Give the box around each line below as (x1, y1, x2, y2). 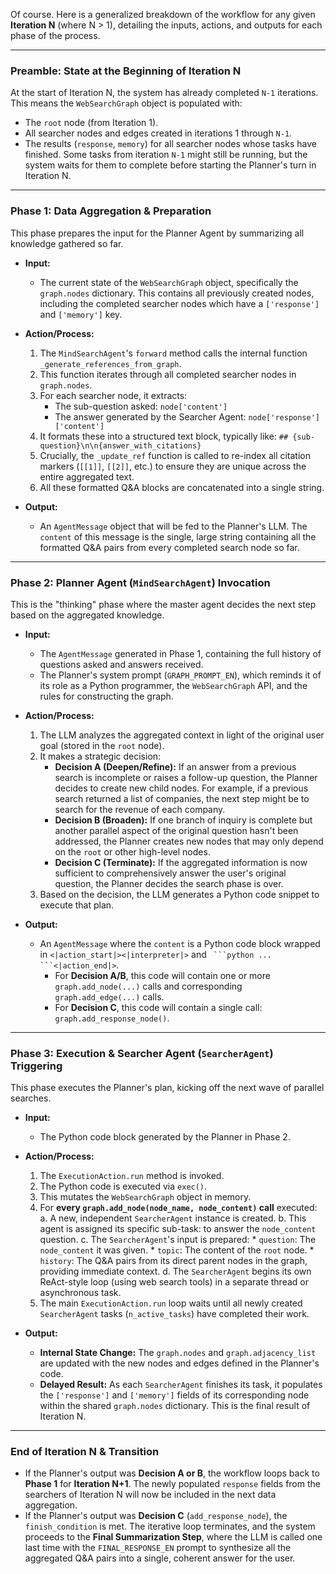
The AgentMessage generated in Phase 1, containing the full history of (39, 647, 322, 659)
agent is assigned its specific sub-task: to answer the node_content (39, 1223, 317, 1235)
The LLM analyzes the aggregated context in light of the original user (39, 729, 325, 741)
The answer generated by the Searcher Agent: (54, 410, 247, 423)
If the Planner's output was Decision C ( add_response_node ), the (24, 1510, 288, 1522)
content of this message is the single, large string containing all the (39, 530, 317, 543)
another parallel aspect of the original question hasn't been (54, 824, 299, 836)
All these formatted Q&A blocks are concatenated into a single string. (39, 481, 325, 493)
